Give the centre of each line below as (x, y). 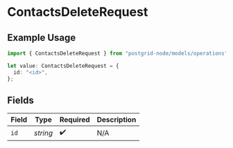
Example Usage (42, 38)
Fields (21, 100)
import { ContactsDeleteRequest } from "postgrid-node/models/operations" (118, 53)
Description (116, 120)
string (43, 133)
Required (75, 120)
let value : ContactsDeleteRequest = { (63, 66)
